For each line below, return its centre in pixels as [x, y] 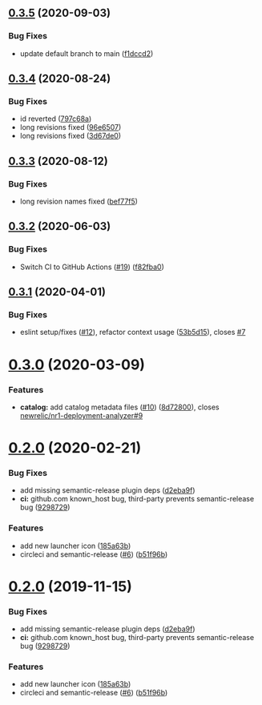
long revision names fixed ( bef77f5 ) [79, 201]
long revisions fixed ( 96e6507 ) [71, 127]
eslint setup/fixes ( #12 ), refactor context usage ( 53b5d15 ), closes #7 [133, 332]
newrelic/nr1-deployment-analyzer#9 [81, 415]
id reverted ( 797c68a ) [56, 119]
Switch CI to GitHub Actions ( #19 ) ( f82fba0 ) [92, 267]
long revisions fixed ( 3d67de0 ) [71, 136]
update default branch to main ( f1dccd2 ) [87, 53]
